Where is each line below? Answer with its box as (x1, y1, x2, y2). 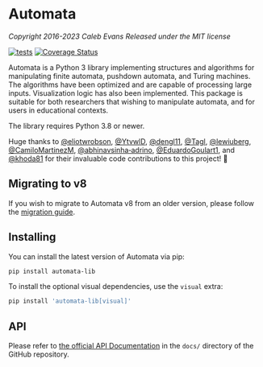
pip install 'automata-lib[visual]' (8, 297, 131, 306)
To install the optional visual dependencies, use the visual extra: (8, 282, 223, 291)
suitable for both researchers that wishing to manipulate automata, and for (8, 97, 256, 106)
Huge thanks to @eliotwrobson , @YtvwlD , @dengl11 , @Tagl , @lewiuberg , (8, 136, 252, 146)
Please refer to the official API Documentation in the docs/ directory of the (8, 341, 254, 351)
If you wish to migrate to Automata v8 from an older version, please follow (8, 198, 255, 208)
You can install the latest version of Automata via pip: (8, 251, 186, 262)
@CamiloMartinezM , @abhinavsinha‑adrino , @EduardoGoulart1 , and (8, 145, 236, 155)
